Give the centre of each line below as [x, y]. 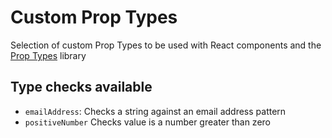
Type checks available [81, 87]
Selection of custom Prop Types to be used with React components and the [166, 45]
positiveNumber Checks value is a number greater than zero [147, 122]
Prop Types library [48, 55]
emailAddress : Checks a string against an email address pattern [155, 111]
